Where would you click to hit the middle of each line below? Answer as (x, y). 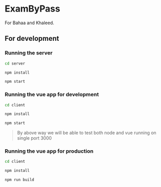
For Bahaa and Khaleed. (29, 23)
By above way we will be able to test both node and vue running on (87, 133)
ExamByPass (32, 9)
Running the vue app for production (49, 151)
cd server (15, 64)
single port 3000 (34, 138)
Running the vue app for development (52, 95)
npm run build (20, 180)
